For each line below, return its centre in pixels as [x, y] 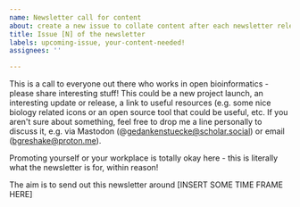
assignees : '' [36, 51]
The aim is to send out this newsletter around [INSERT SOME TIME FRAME [146, 185]
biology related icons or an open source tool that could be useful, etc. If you [149, 112]
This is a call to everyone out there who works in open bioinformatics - [139, 84]
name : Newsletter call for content [75, 17]
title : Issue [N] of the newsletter [77, 34]
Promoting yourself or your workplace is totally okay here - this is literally [144, 158]
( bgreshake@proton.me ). [55, 141]
